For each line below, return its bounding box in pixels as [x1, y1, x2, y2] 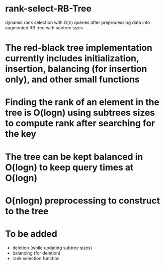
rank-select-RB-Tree [5, 3, 92, 14]
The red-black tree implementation [5, 42, 153, 54]
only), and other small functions [5, 74, 140, 85]
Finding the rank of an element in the [5, 96, 160, 108]
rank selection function [12, 255, 60, 261]
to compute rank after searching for [5, 118, 155, 129]
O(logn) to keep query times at [5, 162, 134, 173]
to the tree [5, 205, 49, 217]
